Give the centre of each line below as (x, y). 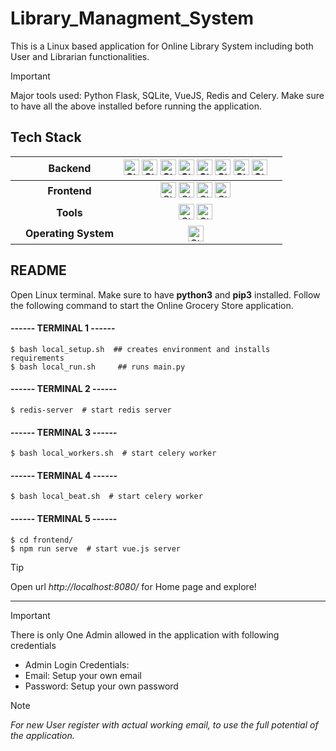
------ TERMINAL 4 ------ (64, 475)
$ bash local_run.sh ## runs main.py (98, 367)
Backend (70, 169)
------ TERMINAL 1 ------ (63, 328)
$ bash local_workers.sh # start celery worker (113, 453)
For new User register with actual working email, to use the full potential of (164, 724)
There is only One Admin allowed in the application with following (145, 634)
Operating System (69, 234)
